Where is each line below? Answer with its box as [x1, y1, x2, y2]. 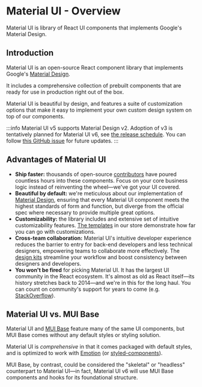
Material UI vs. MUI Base [6, 309, 100, 319]
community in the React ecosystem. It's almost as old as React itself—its [14, 272, 195, 280]
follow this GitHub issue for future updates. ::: [6, 137, 119, 144]
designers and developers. [14, 260, 82, 267]
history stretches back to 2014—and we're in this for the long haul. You [14, 279, 191, 286]
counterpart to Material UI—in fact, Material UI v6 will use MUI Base [6, 368, 174, 375]
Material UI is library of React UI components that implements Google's [6, 24, 182, 31]
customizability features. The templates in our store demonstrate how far [14, 221, 196, 229]
